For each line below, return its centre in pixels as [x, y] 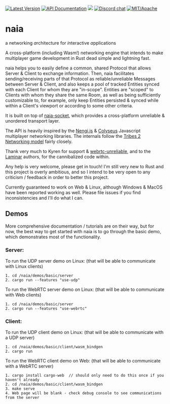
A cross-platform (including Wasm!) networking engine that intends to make [84, 53]
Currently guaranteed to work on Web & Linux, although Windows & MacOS [84, 187]
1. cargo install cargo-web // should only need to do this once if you [85, 376]
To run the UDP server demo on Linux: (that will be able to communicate [80, 261]
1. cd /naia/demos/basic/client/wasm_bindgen [54, 347]
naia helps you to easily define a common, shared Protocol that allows [78, 68]
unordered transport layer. [33, 121]
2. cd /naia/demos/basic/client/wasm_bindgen [54, 384]
